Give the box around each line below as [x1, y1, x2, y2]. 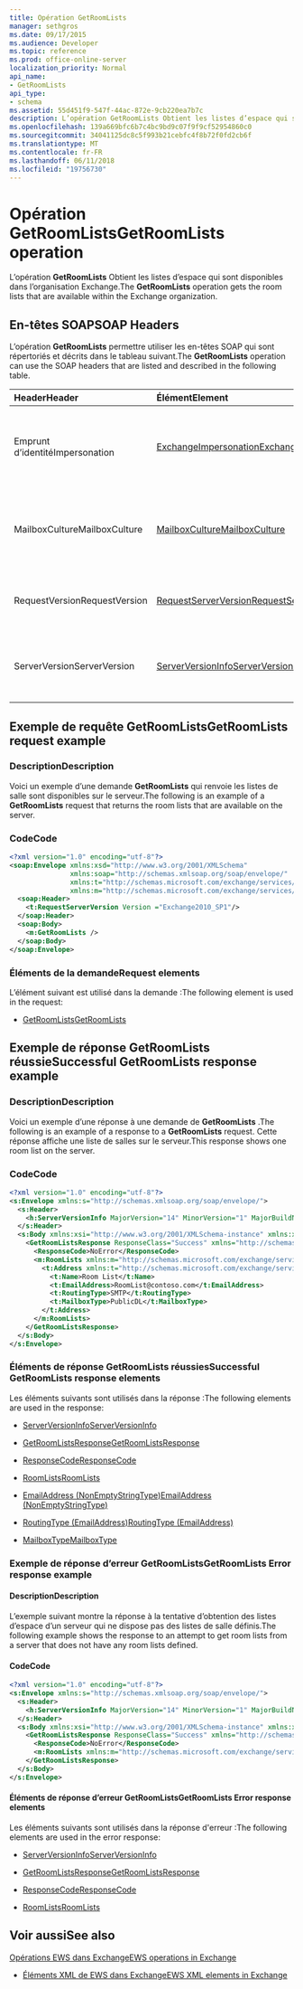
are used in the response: [9, 1402, 105, 1413]
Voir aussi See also [9, 1928, 115, 1944]
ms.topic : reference [9, 47, 87, 56]
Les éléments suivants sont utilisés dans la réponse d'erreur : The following [9, 1822, 288, 1833]
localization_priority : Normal [9, 64, 127, 73]
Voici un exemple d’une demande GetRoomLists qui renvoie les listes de [9, 780, 279, 791]
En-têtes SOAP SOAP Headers [9, 317, 179, 333]
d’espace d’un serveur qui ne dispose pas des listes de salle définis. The [9, 1620, 277, 1631]
